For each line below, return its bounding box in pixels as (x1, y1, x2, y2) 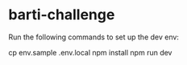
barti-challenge (8, 6, 115, 24)
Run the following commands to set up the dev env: (8, 32, 180, 42)
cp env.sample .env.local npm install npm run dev (8, 47, 172, 57)
